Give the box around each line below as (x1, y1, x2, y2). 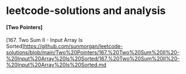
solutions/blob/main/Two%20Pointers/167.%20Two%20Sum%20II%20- (6, 49, 180, 56)
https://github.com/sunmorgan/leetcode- (24, 43, 123, 50)
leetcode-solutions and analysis (6, 4, 166, 17)
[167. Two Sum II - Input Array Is (6, 37, 83, 44)
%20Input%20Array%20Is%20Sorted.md (6, 61, 106, 68)
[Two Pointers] (6, 23, 43, 30)
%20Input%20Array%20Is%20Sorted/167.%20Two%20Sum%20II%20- (6, 55, 180, 62)
